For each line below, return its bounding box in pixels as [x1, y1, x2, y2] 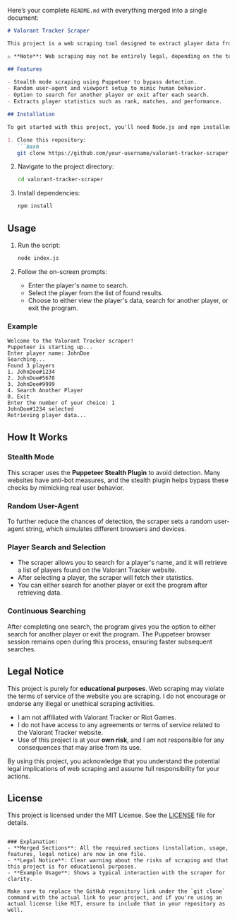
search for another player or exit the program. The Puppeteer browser [7, 629, 211, 638]
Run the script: [17, 241, 61, 249]
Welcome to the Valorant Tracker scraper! [7, 338, 134, 345]
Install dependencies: [17, 189, 80, 198]
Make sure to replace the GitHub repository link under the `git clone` [7, 888, 226, 895]
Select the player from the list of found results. [28, 288, 164, 297]
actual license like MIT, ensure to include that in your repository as [7, 901, 226, 908]
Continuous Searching [7, 606, 86, 616]
